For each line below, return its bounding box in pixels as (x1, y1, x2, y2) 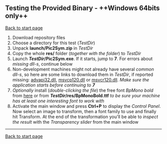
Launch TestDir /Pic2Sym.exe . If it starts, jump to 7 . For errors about (12, 56, 153, 62)
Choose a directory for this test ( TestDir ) (12, 40, 95, 46)
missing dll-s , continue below (12, 61, 73, 67)
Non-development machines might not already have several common (12, 66, 154, 72)
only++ (5, 12, 28, 20)
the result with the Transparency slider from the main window (12, 119, 139, 125)
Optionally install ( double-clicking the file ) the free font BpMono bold (12, 87, 154, 93)
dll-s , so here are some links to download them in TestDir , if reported (12, 72, 153, 77)
